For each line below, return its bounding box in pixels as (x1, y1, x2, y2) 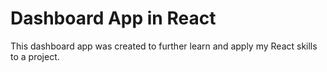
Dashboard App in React (10, 7, 217, 30)
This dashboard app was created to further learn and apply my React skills (10, 40, 318, 52)
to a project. (10, 50, 60, 62)
